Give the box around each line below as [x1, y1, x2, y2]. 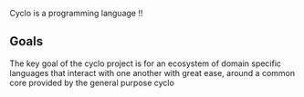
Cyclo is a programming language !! [9, 8, 143, 18]
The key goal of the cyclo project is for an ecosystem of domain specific [9, 58, 281, 69]
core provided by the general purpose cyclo [9, 77, 175, 88]
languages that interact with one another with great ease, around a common [9, 67, 296, 78]
